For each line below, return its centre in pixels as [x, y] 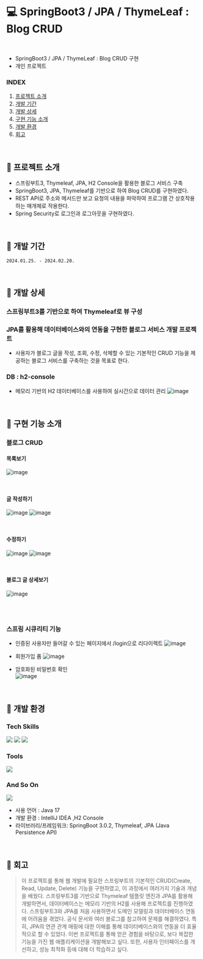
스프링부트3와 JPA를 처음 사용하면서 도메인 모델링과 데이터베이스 [107, 911]
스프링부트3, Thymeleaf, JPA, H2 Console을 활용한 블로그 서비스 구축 [99, 183]
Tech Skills [23, 726]
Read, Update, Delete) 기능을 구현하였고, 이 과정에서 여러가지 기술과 [103, 888]
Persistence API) [36, 832]
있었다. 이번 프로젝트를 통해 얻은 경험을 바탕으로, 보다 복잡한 [122, 934]
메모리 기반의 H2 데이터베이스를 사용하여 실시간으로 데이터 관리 [91, 391]
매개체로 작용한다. [48, 206]
